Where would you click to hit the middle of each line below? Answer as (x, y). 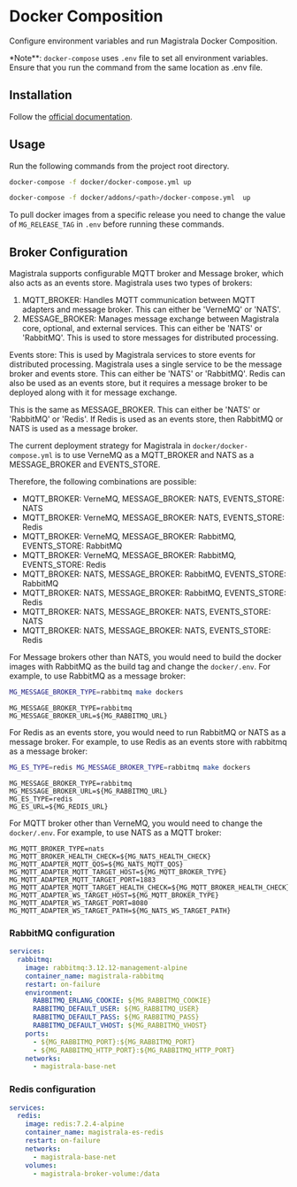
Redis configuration (53, 1090)
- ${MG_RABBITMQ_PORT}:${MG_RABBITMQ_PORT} (114, 1042)
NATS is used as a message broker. (74, 429)
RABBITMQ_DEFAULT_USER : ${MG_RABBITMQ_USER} (116, 1009)
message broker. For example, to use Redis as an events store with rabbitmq (148, 742)
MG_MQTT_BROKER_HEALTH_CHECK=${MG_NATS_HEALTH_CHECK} (110, 857)
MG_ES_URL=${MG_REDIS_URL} (59, 807)
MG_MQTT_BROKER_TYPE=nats (57, 849)
